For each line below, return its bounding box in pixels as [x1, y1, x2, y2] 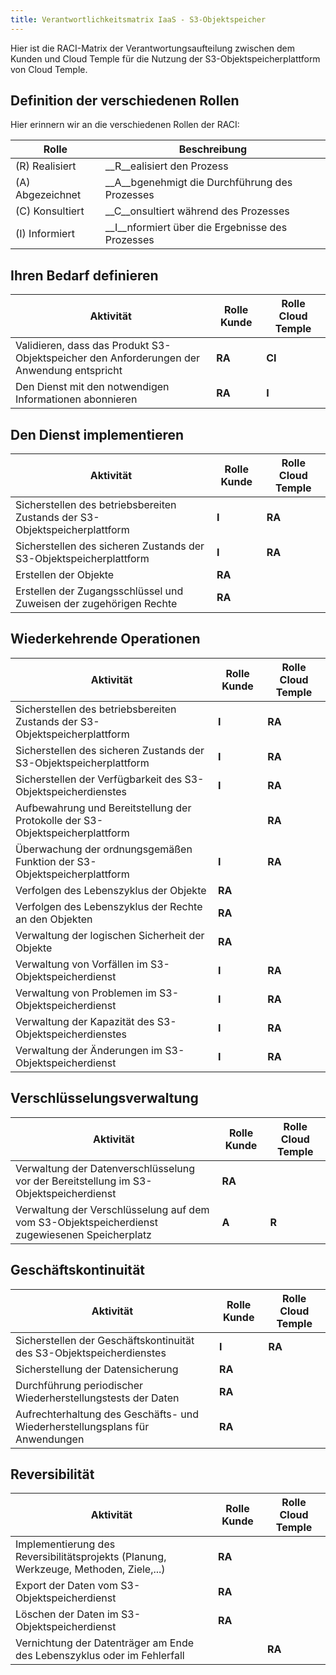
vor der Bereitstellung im [15, 1174, 131, 1188]
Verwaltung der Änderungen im [15, 1043, 163, 1057]
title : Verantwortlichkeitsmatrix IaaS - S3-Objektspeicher [10, 14, 267, 25]
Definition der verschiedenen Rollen [10, 92, 240, 110]
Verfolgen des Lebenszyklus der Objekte [15, 883, 207, 897]
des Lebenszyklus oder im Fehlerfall [15, 1649, 185, 1663]
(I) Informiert [15, 227, 75, 241]
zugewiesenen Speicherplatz [15, 1227, 152, 1241]
